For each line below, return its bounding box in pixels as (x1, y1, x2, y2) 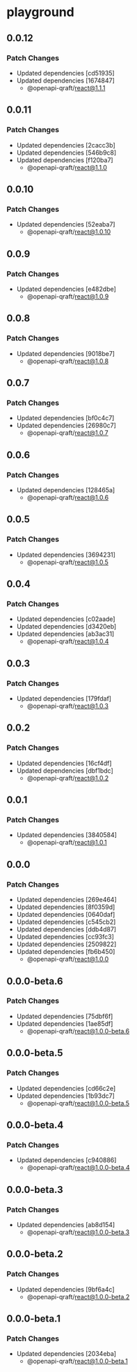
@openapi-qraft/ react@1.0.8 (26, 357, 109, 365)
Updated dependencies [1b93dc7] (16, 1092, 115, 1100)
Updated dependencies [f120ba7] (16, 155, 113, 164)
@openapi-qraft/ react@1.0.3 (26, 702, 109, 710)
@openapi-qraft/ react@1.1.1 (26, 83, 106, 92)
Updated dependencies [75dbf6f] (16, 1012, 113, 1020)
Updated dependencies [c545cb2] (16, 917, 116, 927)
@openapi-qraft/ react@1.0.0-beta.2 (26, 1292, 130, 1301)
